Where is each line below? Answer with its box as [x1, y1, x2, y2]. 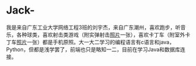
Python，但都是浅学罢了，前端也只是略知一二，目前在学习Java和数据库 [6, 45, 181, 53]
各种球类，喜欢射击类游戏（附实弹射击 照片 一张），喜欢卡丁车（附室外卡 [16, 31, 191, 38]
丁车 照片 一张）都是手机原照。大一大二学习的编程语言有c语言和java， [6, 38, 175, 45]
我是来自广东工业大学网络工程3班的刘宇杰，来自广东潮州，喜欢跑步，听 [6, 24, 181, 31]
